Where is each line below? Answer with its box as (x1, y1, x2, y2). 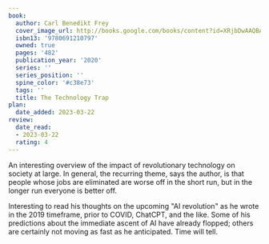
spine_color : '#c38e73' (15, 78, 94, 86)
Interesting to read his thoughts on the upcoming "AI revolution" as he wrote (8, 201, 259, 210)
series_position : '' (15, 71, 84, 79)
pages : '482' (15, 49, 59, 57)
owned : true (15, 42, 56, 50)
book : (8, 11, 26, 20)
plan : (8, 101, 26, 109)
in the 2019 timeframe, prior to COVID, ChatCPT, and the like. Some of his (8, 210, 251, 219)
